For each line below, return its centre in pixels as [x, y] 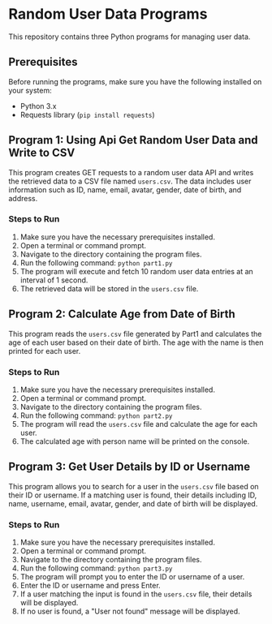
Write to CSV [42, 153]
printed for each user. [45, 351]
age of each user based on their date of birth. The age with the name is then [136, 342]
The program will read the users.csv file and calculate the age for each [139, 424]
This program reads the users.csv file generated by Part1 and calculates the [135, 334]
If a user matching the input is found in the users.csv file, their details [136, 594]
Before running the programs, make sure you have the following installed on [135, 81]
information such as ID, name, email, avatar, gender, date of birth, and [125, 189]
